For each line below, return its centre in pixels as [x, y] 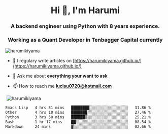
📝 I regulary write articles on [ [43, 61]
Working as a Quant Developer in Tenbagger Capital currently [85, 40]
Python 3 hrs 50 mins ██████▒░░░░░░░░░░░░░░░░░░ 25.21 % [78, 117]
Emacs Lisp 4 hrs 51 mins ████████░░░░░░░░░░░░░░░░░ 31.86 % [78, 108]
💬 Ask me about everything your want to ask [60, 76]
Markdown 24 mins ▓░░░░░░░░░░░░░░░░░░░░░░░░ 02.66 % [78, 126]
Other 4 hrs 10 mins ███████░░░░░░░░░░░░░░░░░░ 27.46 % [78, 112]
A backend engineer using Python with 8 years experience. [85, 26]
